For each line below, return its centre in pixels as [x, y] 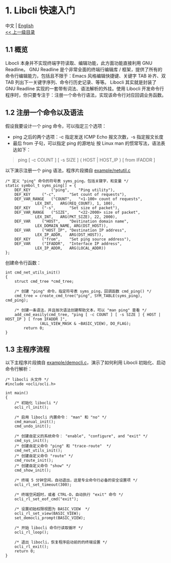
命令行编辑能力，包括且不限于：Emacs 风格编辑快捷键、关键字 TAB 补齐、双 [86, 76]
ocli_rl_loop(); [32, 532]
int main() [17, 393]
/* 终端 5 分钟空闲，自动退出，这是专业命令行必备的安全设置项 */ [76, 480]
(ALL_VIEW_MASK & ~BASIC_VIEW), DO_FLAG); [85, 323]
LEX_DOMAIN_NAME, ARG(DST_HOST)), [72, 226]
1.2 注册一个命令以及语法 [44, 113]
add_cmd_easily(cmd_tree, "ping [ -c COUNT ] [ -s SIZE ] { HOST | [88, 314]
